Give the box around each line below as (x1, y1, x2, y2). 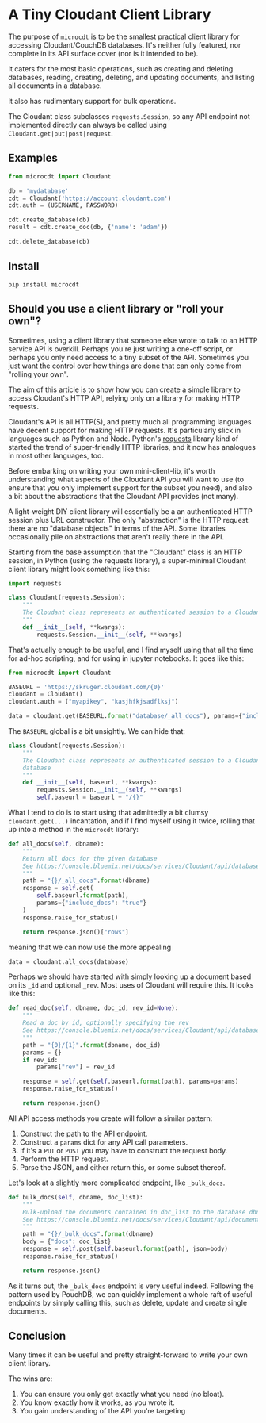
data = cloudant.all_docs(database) (8, 957, 129, 965)
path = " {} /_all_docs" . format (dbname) (22, 876, 150, 885)
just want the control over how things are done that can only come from (8, 361, 242, 370)
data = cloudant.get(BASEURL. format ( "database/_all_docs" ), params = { (8, 712, 243, 720)
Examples (8, 152, 58, 165)
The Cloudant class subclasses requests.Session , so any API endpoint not (8, 111, 251, 121)
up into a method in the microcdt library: (8, 825, 139, 834)
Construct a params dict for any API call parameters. (19, 1137, 188, 1147)
